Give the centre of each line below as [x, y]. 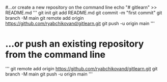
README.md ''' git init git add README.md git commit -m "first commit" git [84, 13]
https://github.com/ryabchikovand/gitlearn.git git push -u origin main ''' [80, 23]
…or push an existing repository [75, 44]
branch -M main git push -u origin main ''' [49, 74]
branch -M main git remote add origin [45, 18]
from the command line [55, 55]
